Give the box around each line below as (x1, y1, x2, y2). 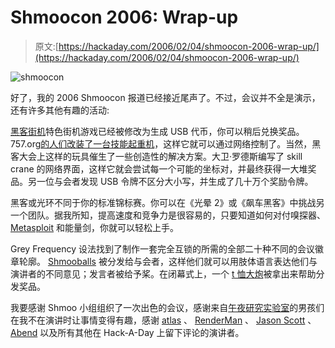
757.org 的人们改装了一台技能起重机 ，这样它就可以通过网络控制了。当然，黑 (10, 137, 322, 150)
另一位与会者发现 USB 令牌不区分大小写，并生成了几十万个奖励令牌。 (27, 175, 314, 187)
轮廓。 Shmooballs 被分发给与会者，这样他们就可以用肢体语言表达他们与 (18, 255, 318, 267)
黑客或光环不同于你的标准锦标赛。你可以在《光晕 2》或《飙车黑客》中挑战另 (10, 196, 325, 208)
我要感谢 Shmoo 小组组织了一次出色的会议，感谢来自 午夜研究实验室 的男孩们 (10, 301, 325, 313)
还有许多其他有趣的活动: (10, 104, 110, 116)
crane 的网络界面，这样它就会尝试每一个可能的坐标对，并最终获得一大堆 (10, 162, 308, 175)
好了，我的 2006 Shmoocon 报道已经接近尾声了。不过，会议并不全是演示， (10, 91, 321, 103)
